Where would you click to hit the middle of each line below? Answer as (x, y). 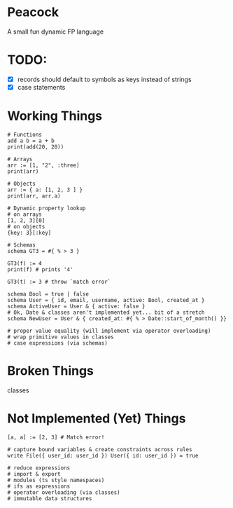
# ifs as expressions (39, 486)
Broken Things (51, 371)
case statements (41, 87)
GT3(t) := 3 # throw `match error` (59, 282)
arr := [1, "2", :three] (43, 165)
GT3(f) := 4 (24, 263)
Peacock (33, 12)
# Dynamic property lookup (47, 208)
